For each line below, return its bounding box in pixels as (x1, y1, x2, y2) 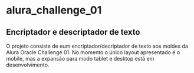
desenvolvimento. (6, 61, 50, 68)
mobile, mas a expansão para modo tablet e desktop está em (6, 55, 154, 62)
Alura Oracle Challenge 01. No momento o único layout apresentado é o (6, 49, 180, 56)
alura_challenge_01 (6, 4, 102, 17)
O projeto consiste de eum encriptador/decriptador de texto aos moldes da (6, 42, 189, 49)
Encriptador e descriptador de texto (6, 27, 140, 37)
